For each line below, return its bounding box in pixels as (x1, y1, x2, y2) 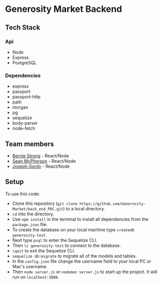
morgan (12, 104, 29, 110)
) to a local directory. (63, 205, 105, 211)
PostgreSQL (12, 59, 37, 65)
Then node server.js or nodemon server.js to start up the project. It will (12, 269, 158, 275)
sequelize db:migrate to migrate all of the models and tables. (12, 253, 137, 259)
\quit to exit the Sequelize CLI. (12, 247, 75, 253)
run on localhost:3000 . (12, 274, 59, 280)
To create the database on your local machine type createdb (12, 227, 134, 233)
